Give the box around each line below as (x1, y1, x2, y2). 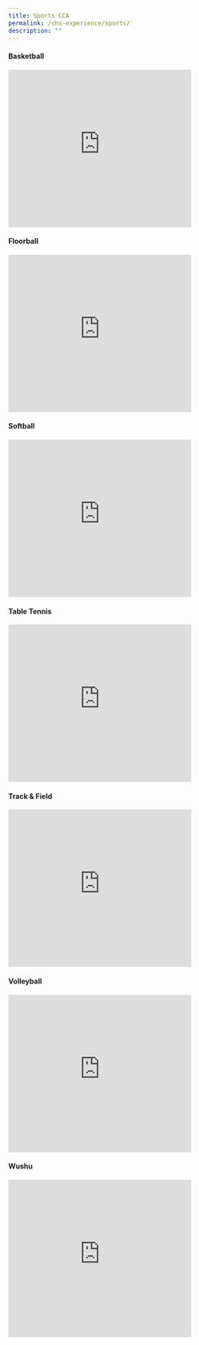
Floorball (8, 237, 38, 246)
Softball (8, 421, 35, 431)
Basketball (8, 51, 45, 61)
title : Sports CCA (8, 11, 70, 20)
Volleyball (8, 976, 42, 986)
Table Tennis (8, 606, 52, 616)
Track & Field (8, 791, 53, 800)
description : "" (8, 26, 62, 34)
